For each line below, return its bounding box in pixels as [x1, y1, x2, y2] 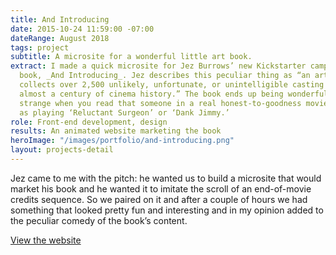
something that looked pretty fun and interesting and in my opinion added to [10, 204, 324, 216]
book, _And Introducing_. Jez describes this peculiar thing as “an [19, 71, 311, 81]
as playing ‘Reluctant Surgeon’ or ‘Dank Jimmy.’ [19, 107, 230, 118]
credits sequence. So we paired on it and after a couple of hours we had [10, 193, 308, 205]
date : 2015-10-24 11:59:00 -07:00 [10, 24, 155, 34]
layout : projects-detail [10, 145, 114, 155]
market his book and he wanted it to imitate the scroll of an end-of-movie [10, 182, 312, 195]
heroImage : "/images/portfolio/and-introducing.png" [10, 136, 235, 146]
